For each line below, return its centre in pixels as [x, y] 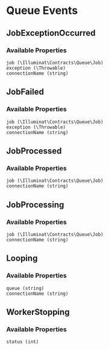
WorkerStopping [38, 312]
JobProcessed [34, 151]
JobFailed [25, 92]
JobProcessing [35, 205]
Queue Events [42, 11]
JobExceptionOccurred [51, 33]
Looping [22, 258]
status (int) [23, 342]
